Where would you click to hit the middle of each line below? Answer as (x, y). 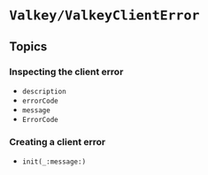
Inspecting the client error (66, 72)
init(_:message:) (54, 162)
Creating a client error (58, 141)
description (44, 91)
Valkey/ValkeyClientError (104, 15)
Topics (28, 46)
